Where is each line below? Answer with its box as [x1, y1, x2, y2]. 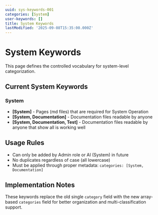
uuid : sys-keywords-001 [5, 7, 54, 12]
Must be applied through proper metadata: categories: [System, [12, 162, 144, 168]
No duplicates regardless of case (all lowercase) [12, 157, 111, 163]
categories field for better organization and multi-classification [19, 199, 146, 205]
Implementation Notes [5, 180, 75, 189]
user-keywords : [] [5, 16, 43, 21]
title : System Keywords [5, 21, 54, 26]
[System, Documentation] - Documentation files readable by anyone [12, 114, 153, 120]
